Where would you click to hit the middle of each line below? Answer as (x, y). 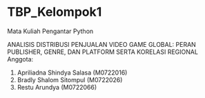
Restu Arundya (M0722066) (57, 87)
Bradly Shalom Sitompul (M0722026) (70, 79)
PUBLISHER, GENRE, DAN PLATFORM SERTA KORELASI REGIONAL (103, 52)
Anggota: (20, 59)
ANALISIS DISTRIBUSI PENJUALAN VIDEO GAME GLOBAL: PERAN (102, 44)
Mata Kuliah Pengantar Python (50, 31)
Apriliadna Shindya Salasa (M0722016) (72, 72)
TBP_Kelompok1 (55, 12)
